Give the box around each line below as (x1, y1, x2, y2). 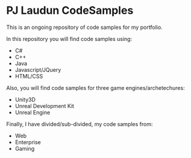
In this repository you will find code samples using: (6, 35, 133, 42)
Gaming (14, 145, 35, 152)
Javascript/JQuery (14, 66, 61, 73)
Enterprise (14, 138, 41, 145)
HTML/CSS (14, 72, 43, 80)
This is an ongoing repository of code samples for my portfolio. (6, 24, 163, 31)
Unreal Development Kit (14, 102, 74, 109)
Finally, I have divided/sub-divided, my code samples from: (6, 120, 153, 127)
